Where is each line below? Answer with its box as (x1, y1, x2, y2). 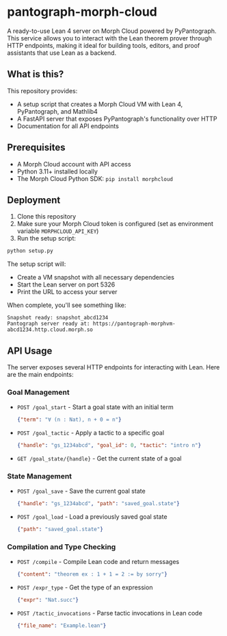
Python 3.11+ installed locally (16, 167, 98, 175)
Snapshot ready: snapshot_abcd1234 (7, 315, 109, 321)
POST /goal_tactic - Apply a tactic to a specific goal (16, 429, 165, 437)
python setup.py (7, 247, 53, 254)
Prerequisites (7, 142, 66, 154)
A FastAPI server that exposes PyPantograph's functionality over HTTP (16, 114, 217, 123)
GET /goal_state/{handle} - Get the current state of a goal (16, 454, 182, 463)
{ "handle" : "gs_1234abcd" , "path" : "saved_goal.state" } (16, 500, 180, 507)
